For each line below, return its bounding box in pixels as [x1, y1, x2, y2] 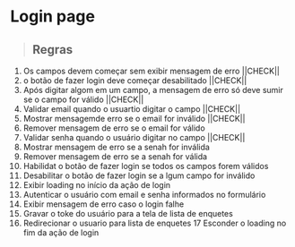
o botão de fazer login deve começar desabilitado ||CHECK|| [22, 75, 247, 86]
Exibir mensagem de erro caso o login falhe [22, 199, 185, 209]
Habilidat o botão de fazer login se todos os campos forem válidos [22, 161, 269, 171]
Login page [10, 6, 95, 27]
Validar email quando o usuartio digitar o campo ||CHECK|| [22, 104, 241, 114]
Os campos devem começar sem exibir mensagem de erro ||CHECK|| [22, 65, 281, 76]
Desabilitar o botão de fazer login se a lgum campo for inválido [22, 170, 256, 181]
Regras [31, 42, 74, 57]
